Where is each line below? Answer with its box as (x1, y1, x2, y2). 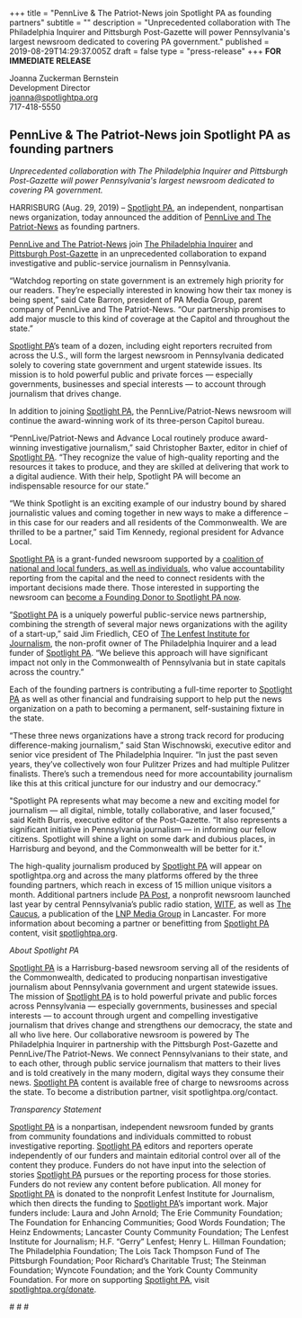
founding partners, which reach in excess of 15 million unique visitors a (9, 879, 272, 890)
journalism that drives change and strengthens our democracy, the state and (9, 1019, 293, 1030)
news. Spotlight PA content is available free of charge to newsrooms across (9, 1077, 289, 1088)
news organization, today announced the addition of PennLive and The (9, 211, 271, 222)
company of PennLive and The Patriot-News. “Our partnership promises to (9, 303, 286, 314)
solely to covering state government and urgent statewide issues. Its (9, 359, 262, 370)
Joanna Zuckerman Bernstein (9, 73, 119, 84)
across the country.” (9, 666, 84, 677)
